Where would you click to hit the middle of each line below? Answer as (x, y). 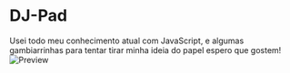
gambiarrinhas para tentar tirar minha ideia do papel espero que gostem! (145, 50)
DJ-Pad (39, 16)
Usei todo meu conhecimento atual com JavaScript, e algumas (127, 41)
